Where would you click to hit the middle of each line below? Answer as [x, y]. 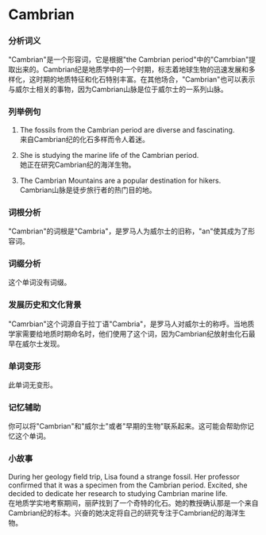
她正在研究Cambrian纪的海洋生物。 [77, 164]
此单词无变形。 [33, 385]
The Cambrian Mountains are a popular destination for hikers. [120, 180]
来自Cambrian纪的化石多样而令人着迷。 [84, 139]
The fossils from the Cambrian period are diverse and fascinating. [127, 129]
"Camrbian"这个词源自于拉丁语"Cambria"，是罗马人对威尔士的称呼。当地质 [131, 324]
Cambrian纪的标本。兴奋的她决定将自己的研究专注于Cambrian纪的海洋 [123, 513]
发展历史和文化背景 [45, 305]
